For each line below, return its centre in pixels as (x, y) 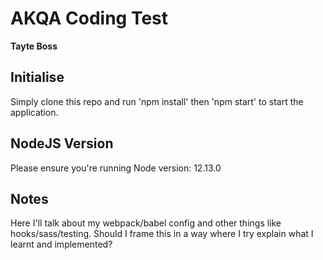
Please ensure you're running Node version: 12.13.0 (116, 168)
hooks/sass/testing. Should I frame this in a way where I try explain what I (162, 234)
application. (34, 112)
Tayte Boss (34, 46)
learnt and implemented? (61, 244)
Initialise (37, 77)
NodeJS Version (62, 143)
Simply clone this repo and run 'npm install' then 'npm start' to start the (157, 101)
